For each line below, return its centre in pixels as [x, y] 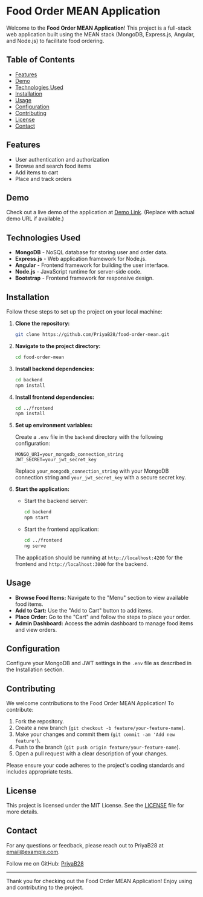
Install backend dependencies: [55, 369]
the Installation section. [35, 669]
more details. [23, 812]
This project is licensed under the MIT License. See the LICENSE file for [95, 805]
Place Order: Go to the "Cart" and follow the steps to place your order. [103, 617]
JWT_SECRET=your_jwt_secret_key [56, 460]
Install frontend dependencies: [55, 397]
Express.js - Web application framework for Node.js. [81, 259]
